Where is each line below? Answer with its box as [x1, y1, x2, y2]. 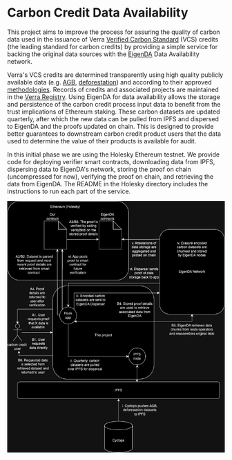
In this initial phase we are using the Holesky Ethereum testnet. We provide [7, 150, 220, 159]
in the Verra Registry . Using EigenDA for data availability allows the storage [7, 92, 221, 101]
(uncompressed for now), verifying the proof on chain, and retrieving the [7, 172, 214, 181]
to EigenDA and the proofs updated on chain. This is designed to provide [7, 122, 214, 130]
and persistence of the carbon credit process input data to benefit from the [7, 100, 221, 108]
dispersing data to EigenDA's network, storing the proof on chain [7, 165, 191, 173]
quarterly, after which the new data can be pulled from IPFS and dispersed [7, 114, 220, 123]
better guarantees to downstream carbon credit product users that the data [7, 130, 222, 138]
